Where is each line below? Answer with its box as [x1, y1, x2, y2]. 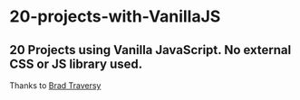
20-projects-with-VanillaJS [9, 6, 221, 27]
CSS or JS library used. [9, 56, 143, 71]
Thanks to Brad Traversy [9, 80, 102, 91]
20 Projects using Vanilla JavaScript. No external [9, 42, 292, 58]
